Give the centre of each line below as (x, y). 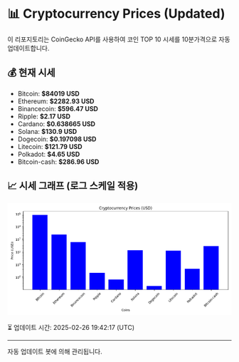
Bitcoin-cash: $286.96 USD (58, 162)
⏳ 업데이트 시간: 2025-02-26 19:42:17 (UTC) (71, 327)
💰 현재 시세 (31, 73)
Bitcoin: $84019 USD (48, 93)
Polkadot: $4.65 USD (49, 154)
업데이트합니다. (28, 48)
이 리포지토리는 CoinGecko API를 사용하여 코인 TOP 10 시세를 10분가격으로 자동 (119, 39)
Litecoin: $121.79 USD (50, 146)
